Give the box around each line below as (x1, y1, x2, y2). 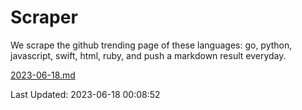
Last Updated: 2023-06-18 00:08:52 (10, 88, 161, 100)
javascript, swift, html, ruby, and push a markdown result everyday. (10, 49, 287, 61)
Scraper (10, 6, 78, 29)
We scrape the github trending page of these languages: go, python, (10, 39, 293, 51)
